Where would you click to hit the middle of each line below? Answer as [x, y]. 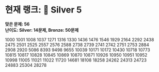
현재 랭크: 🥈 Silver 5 [43, 10]
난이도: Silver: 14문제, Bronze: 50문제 [42, 30]
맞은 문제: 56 [17, 24]
